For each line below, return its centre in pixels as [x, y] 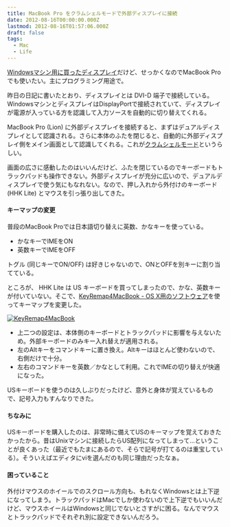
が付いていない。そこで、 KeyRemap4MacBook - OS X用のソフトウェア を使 [114, 296]
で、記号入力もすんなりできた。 [52, 399]
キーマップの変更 [31, 210]
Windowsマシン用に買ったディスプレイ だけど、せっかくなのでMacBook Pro [114, 72]
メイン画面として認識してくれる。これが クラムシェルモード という [124, 144]
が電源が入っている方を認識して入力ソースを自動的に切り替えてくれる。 [109, 112]
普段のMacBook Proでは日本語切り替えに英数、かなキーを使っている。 [107, 226]
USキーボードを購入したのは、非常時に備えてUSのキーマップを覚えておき [111, 432]
